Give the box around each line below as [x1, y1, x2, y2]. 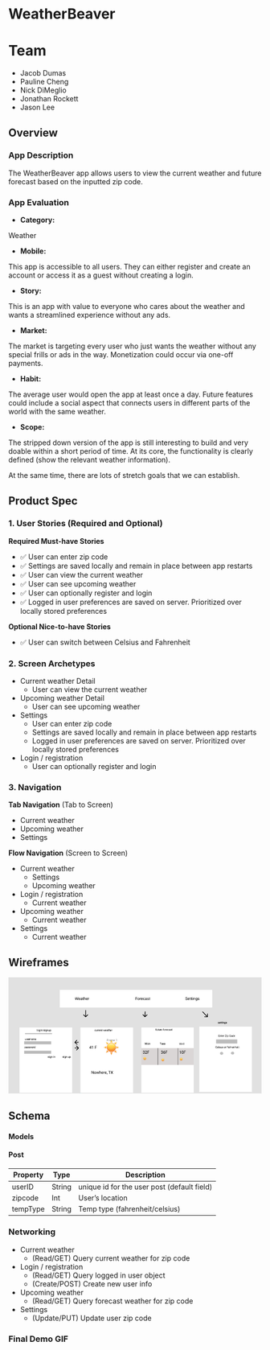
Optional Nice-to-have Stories [8, 621, 111, 632]
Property [13, 1170, 44, 1179]
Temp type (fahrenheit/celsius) [78, 1204, 181, 1213]
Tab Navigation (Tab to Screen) [8, 800, 114, 809]
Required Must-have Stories [8, 536, 104, 545]
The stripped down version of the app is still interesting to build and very [8, 438, 249, 447]
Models [8, 1131, 35, 1141]
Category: [19, 215, 55, 225]
